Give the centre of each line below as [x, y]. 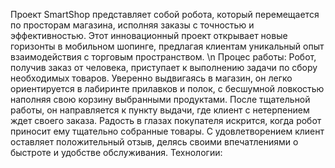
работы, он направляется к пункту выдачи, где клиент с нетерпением [160, 110]
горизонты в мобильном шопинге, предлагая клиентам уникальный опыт [167, 46]
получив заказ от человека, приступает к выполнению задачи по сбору [164, 67]
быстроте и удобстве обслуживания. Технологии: [116, 152]
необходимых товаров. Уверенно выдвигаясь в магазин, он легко [151, 78]
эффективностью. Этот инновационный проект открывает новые [149, 35]
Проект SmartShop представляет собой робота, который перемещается [165, 14]
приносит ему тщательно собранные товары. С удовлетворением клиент [167, 131]
